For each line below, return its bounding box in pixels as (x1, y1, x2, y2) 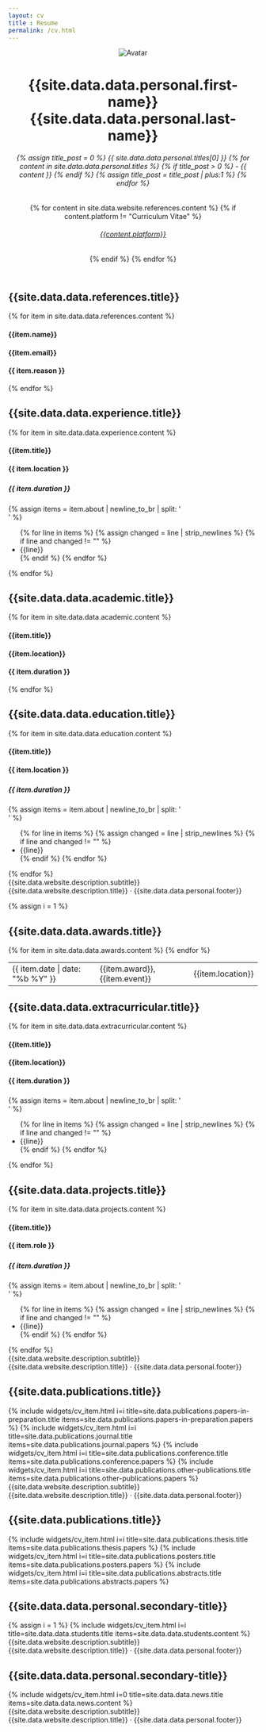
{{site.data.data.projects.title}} (8, 1183, 166, 1196)
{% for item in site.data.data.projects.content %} (8, 1204, 166, 1214)
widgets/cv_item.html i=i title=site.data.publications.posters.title (8, 1551, 216, 1561)
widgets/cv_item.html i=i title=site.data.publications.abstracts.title (8, 1568, 222, 1577)
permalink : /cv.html (8, 26, 77, 34)
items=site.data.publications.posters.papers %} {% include (8, 1560, 201, 1569)
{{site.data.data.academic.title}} (8, 591, 174, 605)
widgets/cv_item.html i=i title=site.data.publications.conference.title (8, 1448, 229, 1457)
